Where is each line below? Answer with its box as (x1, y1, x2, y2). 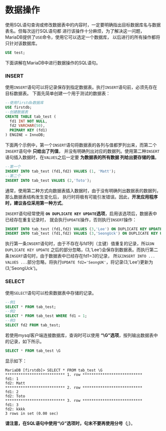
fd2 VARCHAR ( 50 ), (9, 123, 45, 129)
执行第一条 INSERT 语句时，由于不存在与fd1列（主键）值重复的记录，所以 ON (5, 241, 155, 247)
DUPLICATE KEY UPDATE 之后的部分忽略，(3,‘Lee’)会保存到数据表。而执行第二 (5, 247, 158, 253)
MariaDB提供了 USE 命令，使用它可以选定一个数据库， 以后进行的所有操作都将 (5, 34, 161, 40)
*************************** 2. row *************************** (5, 385, 142, 390)
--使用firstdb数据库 (5, 100, 43, 105)
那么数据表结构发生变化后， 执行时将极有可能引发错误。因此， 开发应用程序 (5, 194, 158, 200)
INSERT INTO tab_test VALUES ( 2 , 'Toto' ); (5, 178, 92, 183)
